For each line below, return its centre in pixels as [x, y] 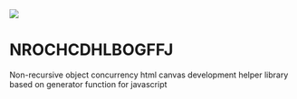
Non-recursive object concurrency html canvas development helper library [149, 75]
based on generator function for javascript [88, 84]
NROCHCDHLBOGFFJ [91, 50]
